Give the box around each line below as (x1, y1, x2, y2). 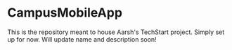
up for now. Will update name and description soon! (7, 35, 157, 43)
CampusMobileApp (7, 5, 123, 21)
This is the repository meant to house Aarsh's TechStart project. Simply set (7, 28, 225, 36)
